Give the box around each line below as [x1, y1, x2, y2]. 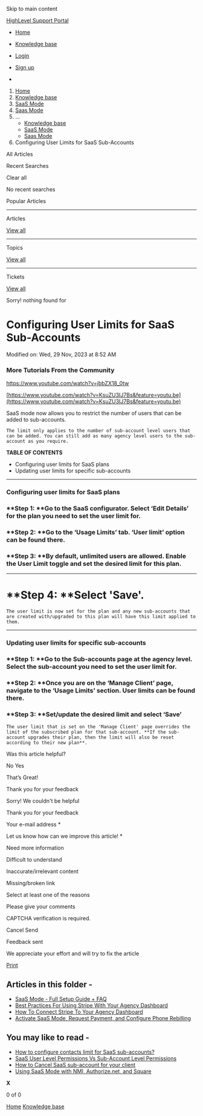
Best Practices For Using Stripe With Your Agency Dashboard [14, 1002, 168, 1009]
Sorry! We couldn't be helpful [6, 797, 80, 805]
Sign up [14, 64, 34, 71]
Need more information [6, 845, 65, 852]
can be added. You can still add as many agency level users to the [6, 433, 182, 439]
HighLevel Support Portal [6, 17, 69, 24]
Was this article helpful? [6, 751, 66, 758]
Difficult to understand [6, 856, 62, 863]
